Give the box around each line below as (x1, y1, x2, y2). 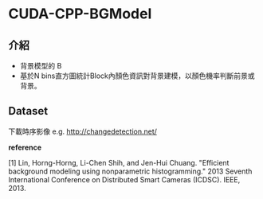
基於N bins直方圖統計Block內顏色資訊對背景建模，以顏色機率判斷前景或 (19, 71, 255, 80)
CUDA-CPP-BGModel (8, 5, 152, 23)
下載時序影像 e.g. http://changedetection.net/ (8, 127, 158, 136)
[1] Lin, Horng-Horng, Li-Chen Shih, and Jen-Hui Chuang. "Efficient (8, 158, 230, 167)
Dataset (8, 104, 49, 118)
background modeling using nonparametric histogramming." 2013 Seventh (8, 166, 253, 176)
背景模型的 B (19, 61, 62, 70)
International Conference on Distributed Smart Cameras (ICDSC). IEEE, (8, 174, 241, 184)
